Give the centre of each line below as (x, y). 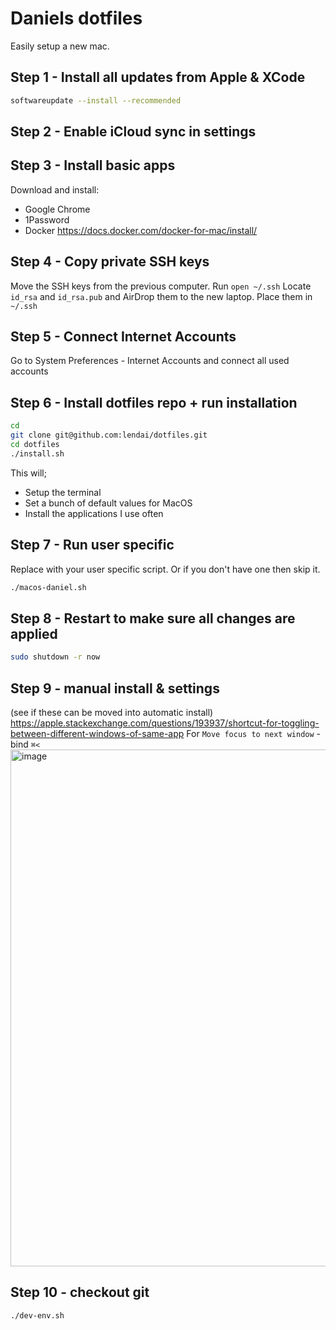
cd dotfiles (35, 445)
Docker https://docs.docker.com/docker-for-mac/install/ (141, 230)
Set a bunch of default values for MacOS (108, 503)
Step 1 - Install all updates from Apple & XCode (158, 77)
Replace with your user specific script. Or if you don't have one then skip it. (165, 569)
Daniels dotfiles (76, 18)
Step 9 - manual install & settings (115, 688)
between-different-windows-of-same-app (97, 733)
